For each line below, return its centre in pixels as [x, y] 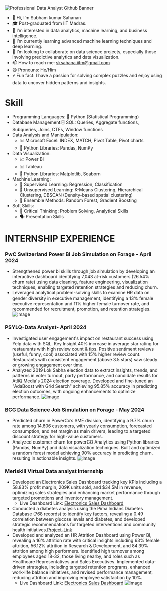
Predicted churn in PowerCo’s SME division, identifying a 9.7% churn [83, 421]
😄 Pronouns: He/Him [34, 70]
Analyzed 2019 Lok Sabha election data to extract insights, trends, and [85, 370]
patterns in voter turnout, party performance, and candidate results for [85, 375]
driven [19, 567]
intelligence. [25, 36]
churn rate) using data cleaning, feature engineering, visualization [80, 282]
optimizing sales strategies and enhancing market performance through [86, 493]
